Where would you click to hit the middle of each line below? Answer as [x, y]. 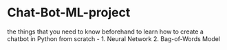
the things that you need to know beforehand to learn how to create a [106, 32]
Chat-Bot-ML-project [69, 13]
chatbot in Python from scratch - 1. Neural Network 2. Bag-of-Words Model [114, 38]
